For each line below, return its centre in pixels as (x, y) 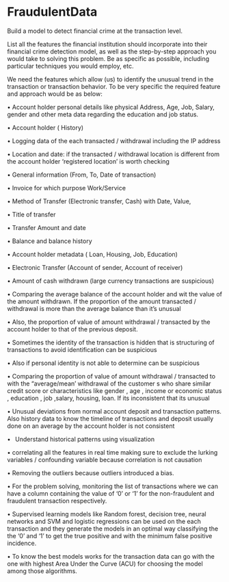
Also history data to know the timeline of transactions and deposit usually (110, 418)
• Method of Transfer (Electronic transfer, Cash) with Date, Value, (99, 201)
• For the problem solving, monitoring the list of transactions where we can (113, 486)
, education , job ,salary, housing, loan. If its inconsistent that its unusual (108, 398)
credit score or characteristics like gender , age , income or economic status (114, 390)
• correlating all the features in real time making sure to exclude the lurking (112, 452)
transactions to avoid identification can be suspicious (82, 349)
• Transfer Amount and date (47, 227)
